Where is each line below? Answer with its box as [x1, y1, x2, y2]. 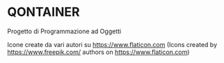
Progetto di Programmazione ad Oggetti [7, 27, 122, 35]
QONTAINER [7, 4, 80, 20]
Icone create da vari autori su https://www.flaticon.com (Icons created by [7, 40, 218, 48]
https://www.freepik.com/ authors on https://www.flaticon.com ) [7, 48, 190, 56]
